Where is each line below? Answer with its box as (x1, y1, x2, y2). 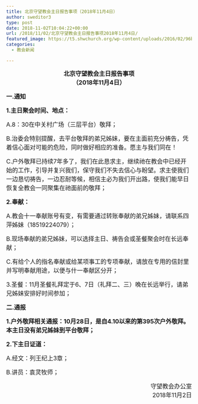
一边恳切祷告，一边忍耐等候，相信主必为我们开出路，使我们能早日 (6, 175, 190, 183)
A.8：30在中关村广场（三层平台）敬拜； (6, 120, 118, 129)
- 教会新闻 (11, 47, 35, 53)
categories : (6, 42, 35, 48)
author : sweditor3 (6, 14, 51, 20)
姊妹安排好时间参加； (12, 289, 72, 297)
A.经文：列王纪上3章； (6, 354, 69, 362)
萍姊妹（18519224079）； (6, 221, 76, 229)
